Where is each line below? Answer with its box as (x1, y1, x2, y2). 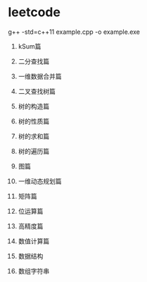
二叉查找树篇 (18, 87, 56, 95)
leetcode (8, 4, 60, 20)
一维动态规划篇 (18, 177, 62, 185)
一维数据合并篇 (18, 72, 62, 80)
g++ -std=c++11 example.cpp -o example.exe (8, 27, 140, 36)
